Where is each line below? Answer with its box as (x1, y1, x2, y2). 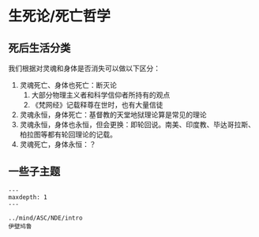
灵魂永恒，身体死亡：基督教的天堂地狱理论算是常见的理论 (19, 110, 207, 119)
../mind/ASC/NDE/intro (8, 214, 83, 222)
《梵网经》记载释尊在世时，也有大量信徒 (31, 100, 163, 109)
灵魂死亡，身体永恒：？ (19, 140, 96, 149)
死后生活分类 (8, 41, 71, 55)
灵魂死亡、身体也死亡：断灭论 (19, 81, 117, 89)
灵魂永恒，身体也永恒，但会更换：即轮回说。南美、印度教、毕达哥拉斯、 (19, 120, 255, 129)
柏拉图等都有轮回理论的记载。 (19, 130, 117, 139)
